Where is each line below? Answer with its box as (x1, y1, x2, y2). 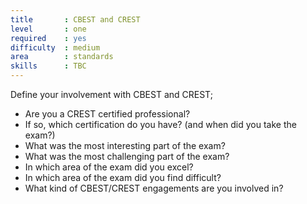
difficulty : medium (10, 42, 101, 53)
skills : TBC (10, 61, 87, 71)
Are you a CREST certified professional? (24, 108, 191, 120)
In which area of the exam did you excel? (24, 161, 194, 173)
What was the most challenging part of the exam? (24, 151, 230, 162)
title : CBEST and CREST (10, 14, 141, 25)
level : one (10, 24, 87, 34)
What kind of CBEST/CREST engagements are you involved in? (24, 182, 284, 194)
